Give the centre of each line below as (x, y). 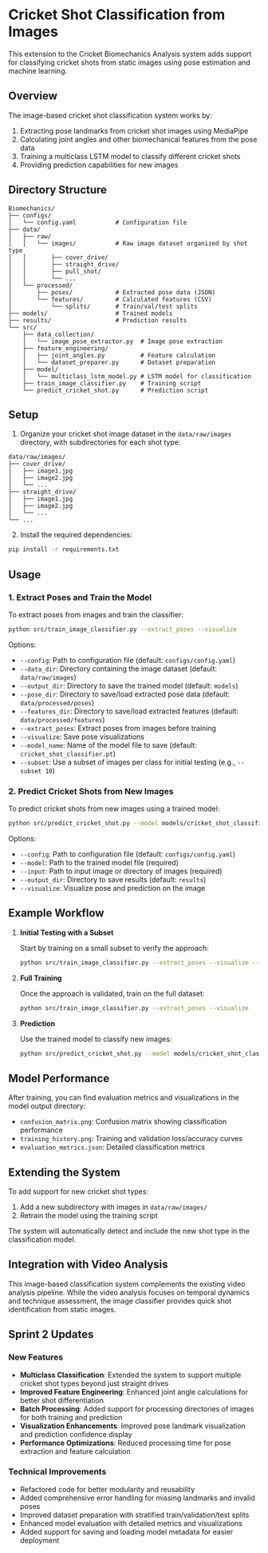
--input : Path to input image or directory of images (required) (121, 871)
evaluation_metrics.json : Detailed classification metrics (112, 1147)
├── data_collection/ (58, 334)
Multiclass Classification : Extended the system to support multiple (130, 1375)
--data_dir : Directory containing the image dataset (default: (118, 669)
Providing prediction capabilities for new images (99, 165)
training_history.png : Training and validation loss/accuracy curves (131, 1139)
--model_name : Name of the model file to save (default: (108, 745)
